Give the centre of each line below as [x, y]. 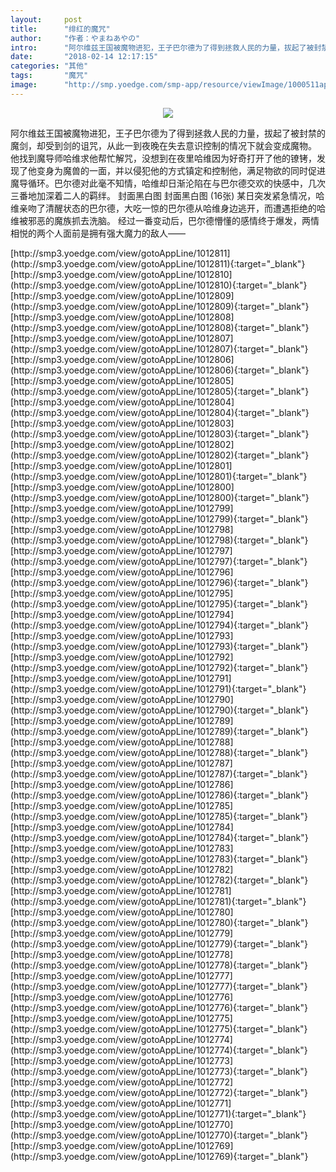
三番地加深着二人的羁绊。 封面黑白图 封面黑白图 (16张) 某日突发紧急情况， [163, 195]
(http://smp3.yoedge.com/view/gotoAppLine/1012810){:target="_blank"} [159, 285]
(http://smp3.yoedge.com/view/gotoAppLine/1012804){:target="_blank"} [160, 412]
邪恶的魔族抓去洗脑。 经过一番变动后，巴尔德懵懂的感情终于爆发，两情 [173, 220]
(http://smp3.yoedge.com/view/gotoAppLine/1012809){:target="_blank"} [160, 306]
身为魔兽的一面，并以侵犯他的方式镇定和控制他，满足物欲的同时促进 [185, 170]
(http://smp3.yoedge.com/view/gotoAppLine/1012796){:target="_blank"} [159, 582]
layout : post [46, 19]
